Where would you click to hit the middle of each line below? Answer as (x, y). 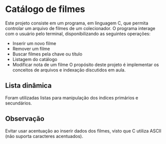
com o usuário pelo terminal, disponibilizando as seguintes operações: (78, 33)
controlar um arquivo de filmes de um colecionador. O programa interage (80, 28)
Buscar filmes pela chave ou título (47, 54)
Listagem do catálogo (35, 59)
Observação (25, 119)
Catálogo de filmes (45, 9)
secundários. (19, 103)
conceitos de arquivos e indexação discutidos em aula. (69, 70)
